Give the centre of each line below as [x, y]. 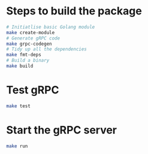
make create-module [31, 32]
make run [17, 146]
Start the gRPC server [62, 130]
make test [19, 106]
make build [20, 66]
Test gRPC [33, 90]
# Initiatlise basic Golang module [51, 27]
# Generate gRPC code [33, 38]
